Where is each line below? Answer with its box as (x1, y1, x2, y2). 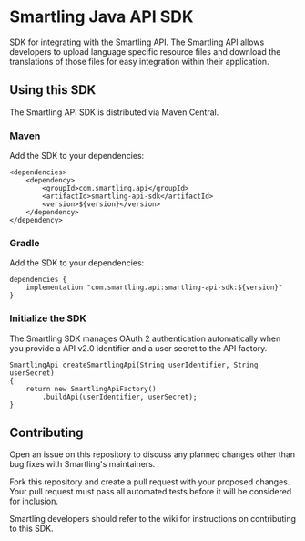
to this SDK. (9, 523, 54, 535)
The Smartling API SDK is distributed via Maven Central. (9, 107, 219, 118)
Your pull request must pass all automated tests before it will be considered (9, 486, 292, 497)
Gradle (9, 236, 40, 249)
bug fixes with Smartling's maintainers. (9, 459, 156, 470)
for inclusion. (9, 495, 59, 507)
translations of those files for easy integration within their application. (9, 56, 269, 67)
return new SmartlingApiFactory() (25, 384, 157, 393)
